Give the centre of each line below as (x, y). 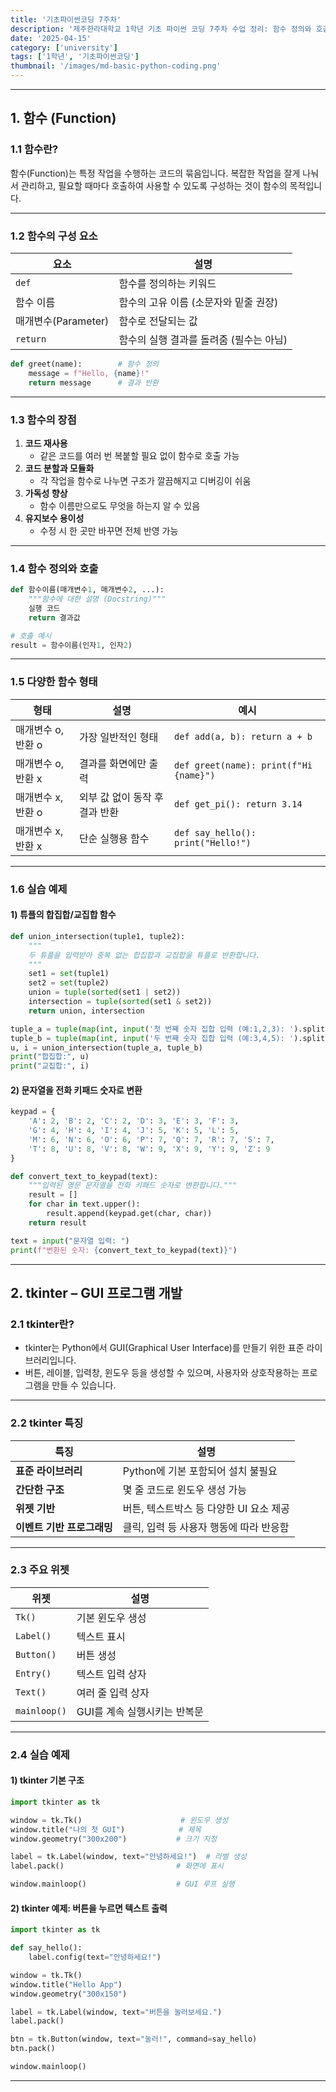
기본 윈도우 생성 (111, 1618)
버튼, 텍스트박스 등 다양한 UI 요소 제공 (206, 1508)
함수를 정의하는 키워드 (167, 283)
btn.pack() (33, 2049)
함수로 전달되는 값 (158, 321)
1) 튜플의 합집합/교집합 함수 (63, 915)
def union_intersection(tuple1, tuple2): (98, 936)
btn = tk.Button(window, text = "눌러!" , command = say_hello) (134, 2039)
